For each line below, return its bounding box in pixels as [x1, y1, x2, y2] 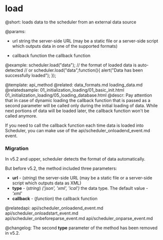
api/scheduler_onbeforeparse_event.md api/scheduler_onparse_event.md [5, 216, 153, 221]
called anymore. [5, 113, 38, 119]
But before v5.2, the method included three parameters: [5, 165, 117, 171]
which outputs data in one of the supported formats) [12, 43, 118, 49]
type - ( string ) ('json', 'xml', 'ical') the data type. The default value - [12, 185, 148, 191]
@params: [5, 28, 26, 34]
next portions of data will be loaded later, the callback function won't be [5, 108, 150, 114]
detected [5, 67, 23, 73]
